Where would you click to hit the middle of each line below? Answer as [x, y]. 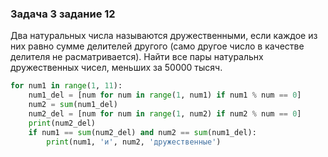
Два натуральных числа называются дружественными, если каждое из [164, 36]
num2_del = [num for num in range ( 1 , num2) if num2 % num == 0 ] [165, 113]
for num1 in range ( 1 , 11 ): [66, 86]
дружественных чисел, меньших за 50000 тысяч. [116, 68]
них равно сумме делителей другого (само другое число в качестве [157, 46]
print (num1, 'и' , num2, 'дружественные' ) [134, 142]
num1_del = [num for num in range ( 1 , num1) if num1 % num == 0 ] [165, 95]
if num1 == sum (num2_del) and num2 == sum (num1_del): [142, 132]
